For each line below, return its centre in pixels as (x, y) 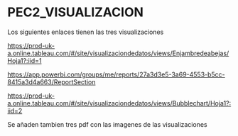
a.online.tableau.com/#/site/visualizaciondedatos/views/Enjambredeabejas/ (118, 53)
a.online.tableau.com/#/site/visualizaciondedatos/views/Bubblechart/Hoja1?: (119, 103)
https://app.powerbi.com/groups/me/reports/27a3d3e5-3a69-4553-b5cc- (116, 74)
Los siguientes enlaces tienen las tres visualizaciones (86, 32)
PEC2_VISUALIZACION (76, 12)
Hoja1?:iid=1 (25, 60)
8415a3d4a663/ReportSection (52, 81)
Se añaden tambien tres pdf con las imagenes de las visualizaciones (107, 124)
